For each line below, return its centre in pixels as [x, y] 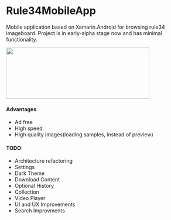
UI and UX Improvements [45, 204]
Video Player [30, 198]
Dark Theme [30, 173]
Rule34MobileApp [51, 11]
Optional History [34, 186]
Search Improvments [40, 211]
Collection [27, 192]
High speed [28, 128]
